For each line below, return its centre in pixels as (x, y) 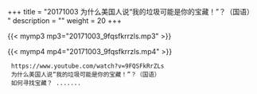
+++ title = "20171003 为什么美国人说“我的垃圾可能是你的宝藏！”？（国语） (130, 12)
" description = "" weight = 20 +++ (65, 21)
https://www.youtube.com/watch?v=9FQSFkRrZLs (88, 66)
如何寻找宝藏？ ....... (46, 83)
